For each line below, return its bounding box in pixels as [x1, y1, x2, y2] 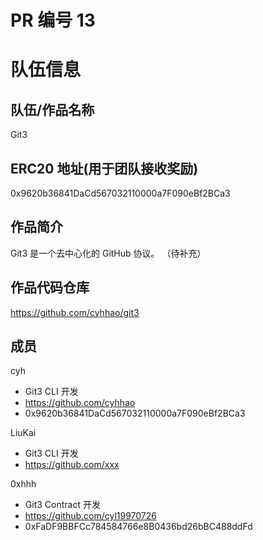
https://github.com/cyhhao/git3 [10, 306, 140, 318]
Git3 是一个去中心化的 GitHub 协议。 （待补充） [10, 247, 207, 259]
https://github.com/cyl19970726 [24, 510, 157, 522]
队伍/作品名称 [10, 101, 95, 118]
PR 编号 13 [10, 9, 96, 32]
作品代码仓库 [10, 279, 90, 296]
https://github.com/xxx [24, 459, 120, 471]
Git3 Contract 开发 [24, 499, 101, 511]
